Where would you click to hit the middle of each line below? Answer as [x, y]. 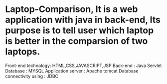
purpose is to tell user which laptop [80, 30]
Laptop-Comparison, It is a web [72, 9]
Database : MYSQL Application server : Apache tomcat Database [72, 70]
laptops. [23, 52]
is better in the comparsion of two [77, 41]
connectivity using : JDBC [32, 76]
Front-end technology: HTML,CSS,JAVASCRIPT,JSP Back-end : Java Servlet [83, 65]
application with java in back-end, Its [83, 20]
